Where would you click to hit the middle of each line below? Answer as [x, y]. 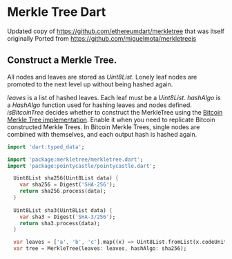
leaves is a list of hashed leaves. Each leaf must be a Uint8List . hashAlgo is [114, 97]
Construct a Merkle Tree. [62, 60]
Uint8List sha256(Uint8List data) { [66, 178]
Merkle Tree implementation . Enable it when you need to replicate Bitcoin [111, 119]
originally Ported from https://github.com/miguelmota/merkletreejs [102, 38]
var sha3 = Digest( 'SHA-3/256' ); [68, 217]
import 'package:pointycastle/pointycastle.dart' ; [81, 166]
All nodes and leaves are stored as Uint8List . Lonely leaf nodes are [102, 77]
